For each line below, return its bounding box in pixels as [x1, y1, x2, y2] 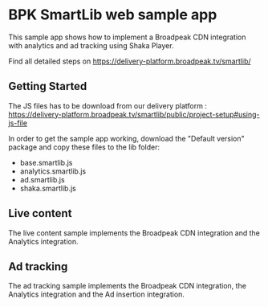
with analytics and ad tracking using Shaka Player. [8, 40, 174, 50]
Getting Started [8, 80, 87, 93]
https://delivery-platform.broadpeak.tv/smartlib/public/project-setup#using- [8, 109, 260, 119]
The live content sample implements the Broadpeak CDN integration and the [8, 227, 261, 238]
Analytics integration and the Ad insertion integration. [8, 289, 185, 299]
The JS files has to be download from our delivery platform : [8, 100, 207, 110]
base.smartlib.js [19, 158, 73, 167]
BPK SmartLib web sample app [8, 6, 217, 24]
